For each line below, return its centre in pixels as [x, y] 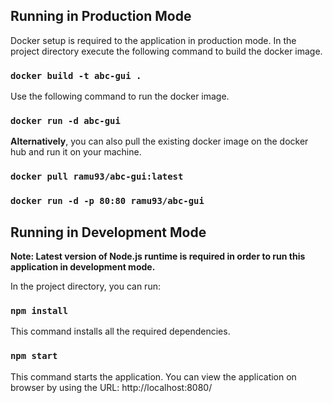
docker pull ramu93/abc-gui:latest [97, 177]
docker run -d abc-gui [65, 121]
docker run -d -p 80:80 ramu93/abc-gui [107, 201]
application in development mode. [83, 267]
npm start [34, 356]
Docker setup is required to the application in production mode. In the [153, 40]
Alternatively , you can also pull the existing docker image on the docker [159, 141]
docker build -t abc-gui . [76, 75]
